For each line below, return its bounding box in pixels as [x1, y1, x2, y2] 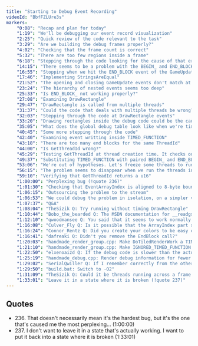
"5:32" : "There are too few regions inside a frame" [16, 52, 149, 58]
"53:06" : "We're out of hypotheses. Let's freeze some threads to [16, 162, 183, 168]
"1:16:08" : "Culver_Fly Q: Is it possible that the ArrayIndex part [16, 222, 189, 228]
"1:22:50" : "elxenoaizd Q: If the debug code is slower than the [16, 250, 181, 256]
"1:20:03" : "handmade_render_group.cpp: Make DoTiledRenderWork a [16, 239, 183, 245]
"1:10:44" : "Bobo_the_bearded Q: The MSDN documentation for [16, 212, 170, 218]
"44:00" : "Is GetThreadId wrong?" [16, 146, 101, 151]
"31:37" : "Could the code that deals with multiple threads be [16, 107, 176, 113]
